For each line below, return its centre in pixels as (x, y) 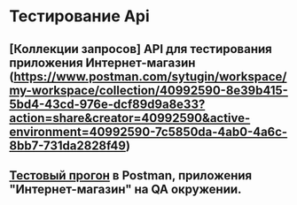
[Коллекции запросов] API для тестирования (141, 49)
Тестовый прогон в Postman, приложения (131, 175)
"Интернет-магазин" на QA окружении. (125, 189)
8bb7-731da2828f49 (68, 145)
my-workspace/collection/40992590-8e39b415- (148, 90)
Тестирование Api (80, 16)
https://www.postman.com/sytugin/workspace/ (150, 76)
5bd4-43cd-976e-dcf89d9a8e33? (107, 104)
